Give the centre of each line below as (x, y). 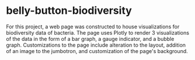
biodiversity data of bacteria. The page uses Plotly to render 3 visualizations (98, 32)
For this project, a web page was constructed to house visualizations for (93, 27)
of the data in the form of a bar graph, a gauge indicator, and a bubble (90, 39)
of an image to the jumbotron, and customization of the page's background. (97, 51)
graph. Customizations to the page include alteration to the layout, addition (96, 45)
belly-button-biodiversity (69, 11)
